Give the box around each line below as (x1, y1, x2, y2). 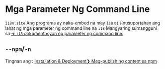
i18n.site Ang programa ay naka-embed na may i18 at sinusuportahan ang (5, 20, 161, 26)
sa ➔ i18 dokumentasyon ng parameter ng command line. (5, 30, 124, 36)
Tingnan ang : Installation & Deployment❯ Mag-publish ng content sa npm (5, 58, 158, 64)
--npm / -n (5, 45, 31, 53)
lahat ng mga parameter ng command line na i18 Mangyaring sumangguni (5, 25, 158, 31)
